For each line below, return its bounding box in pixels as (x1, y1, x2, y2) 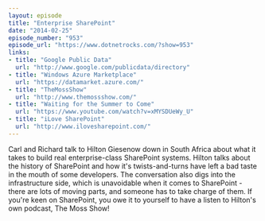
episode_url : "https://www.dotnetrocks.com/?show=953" (8, 41, 194, 49)
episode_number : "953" (8, 33, 84, 42)
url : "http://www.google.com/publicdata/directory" (15, 64, 191, 72)
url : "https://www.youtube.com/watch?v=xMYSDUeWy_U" (15, 108, 194, 116)
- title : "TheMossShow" (8, 85, 88, 94)
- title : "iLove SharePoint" (8, 115, 105, 123)
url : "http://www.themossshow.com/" (15, 93, 137, 101)
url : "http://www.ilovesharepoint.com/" (15, 122, 151, 130)
